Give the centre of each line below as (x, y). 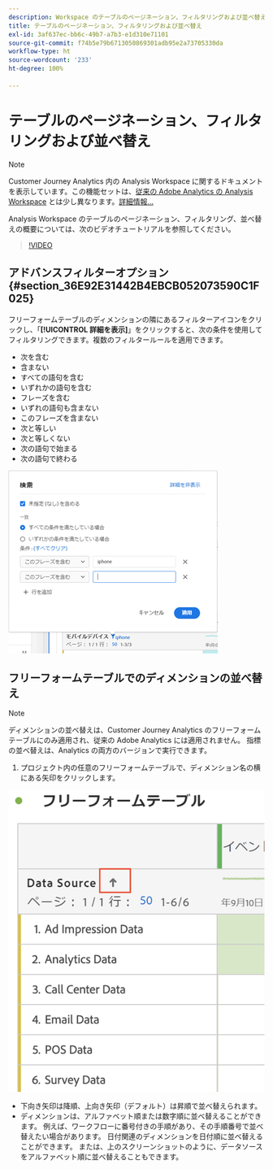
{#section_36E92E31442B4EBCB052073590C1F (134, 286)
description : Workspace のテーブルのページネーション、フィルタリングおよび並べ (131, 17)
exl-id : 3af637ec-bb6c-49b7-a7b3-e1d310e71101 (89, 34)
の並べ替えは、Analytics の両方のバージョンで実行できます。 (110, 750)
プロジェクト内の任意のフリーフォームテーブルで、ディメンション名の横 (141, 767)
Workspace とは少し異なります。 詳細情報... (81, 201)
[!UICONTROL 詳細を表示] (84, 329)
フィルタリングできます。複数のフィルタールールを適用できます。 (118, 339)
